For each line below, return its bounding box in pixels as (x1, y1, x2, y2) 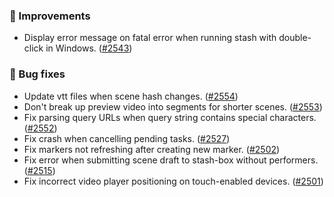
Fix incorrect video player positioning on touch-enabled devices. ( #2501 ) (23, 175, 324, 187)
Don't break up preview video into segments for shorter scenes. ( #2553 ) (23, 100, 323, 113)
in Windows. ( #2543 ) (45, 42, 133, 54)
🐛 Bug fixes (9, 67, 66, 81)
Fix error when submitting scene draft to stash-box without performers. (23, 154, 319, 166)
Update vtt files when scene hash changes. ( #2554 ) (23, 90, 239, 102)
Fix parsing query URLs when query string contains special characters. (23, 111, 317, 123)
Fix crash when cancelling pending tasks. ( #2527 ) (23, 132, 231, 144)
